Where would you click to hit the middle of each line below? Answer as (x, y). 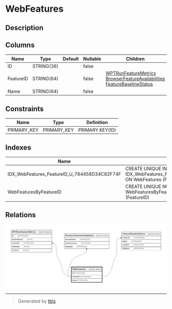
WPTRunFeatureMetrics (131, 73)
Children (135, 59)
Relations (21, 215)
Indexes (18, 147)
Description (24, 28)
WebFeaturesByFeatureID (35, 192)
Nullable (92, 59)
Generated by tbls (37, 301)
